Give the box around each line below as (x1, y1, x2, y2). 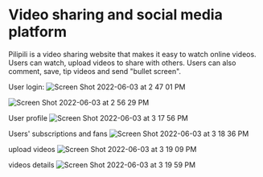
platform (8, 23, 67, 41)
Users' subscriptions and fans (8, 129, 108, 138)
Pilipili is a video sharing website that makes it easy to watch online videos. (8, 49, 257, 59)
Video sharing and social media (8, 6, 223, 24)
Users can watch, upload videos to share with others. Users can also (8, 58, 236, 68)
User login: (8, 82, 45, 92)
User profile (8, 113, 48, 122)
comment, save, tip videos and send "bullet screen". (8, 66, 182, 76)
